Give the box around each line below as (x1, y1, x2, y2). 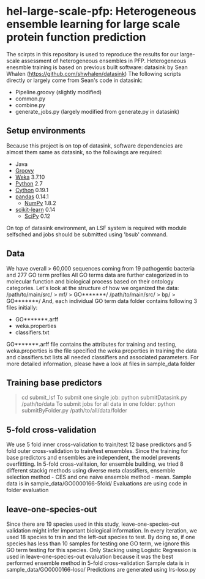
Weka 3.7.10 (15, 173, 45, 181)
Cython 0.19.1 (15, 186, 49, 193)
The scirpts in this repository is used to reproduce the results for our (6, 50, 179, 58)
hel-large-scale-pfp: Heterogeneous (6, 4, 197, 18)
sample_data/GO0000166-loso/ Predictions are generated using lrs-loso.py (6, 566, 196, 573)
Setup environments (6, 125, 86, 136)
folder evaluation (6, 487, 49, 494)
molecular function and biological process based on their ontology (6, 277, 174, 285)
